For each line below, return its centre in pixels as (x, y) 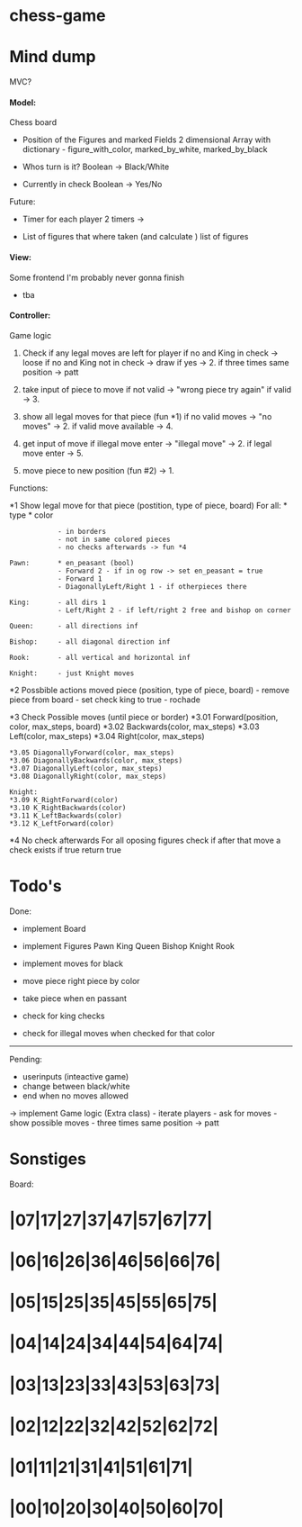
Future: (22, 202)
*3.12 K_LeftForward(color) (62, 823)
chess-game (58, 16)
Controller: (30, 315)
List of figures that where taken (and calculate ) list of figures (135, 237)
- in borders (81, 531)
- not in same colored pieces (114, 539)
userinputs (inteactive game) (75, 1076)
